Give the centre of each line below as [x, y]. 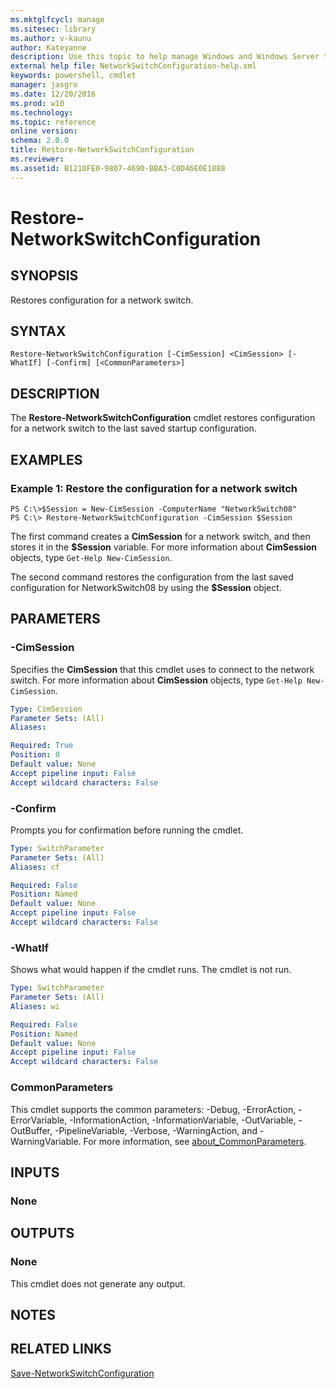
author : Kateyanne [48, 47]
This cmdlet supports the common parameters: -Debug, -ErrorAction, [153, 1109]
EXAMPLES [46, 459]
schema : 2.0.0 [40, 141]
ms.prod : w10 [37, 103]
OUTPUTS [42, 1233]
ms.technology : [42, 112]
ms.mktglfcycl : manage [57, 19]
